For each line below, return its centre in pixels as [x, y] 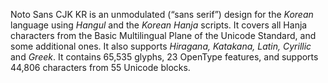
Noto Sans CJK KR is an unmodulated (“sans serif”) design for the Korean [162, 14]
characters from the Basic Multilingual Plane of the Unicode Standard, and [163, 35]
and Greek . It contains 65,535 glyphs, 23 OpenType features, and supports [164, 57]
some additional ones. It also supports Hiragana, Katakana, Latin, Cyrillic [161, 46]
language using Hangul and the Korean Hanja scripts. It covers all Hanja [159, 25]
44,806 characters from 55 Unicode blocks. [100, 67]
